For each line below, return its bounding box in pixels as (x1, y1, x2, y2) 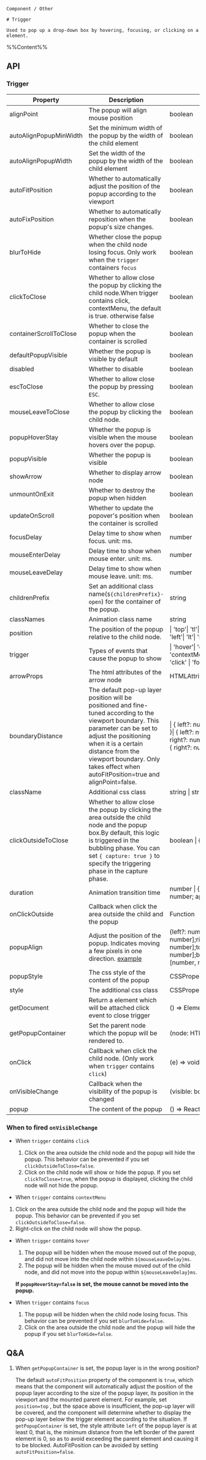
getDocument (9, 1003, 49, 1012)
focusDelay (9, 533, 42, 541)
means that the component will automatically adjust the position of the (15, 1383, 193, 1390)
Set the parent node (88, 1021, 146, 1029)
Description (109, 95, 144, 104)
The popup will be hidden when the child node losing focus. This (24, 1310, 188, 1318)
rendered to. (88, 1036, 124, 1045)
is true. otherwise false (88, 311, 154, 320)
